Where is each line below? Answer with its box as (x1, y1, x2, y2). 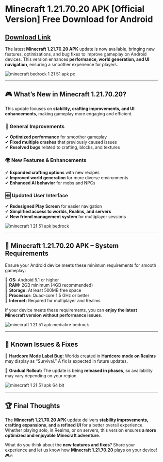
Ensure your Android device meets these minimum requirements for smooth (5, 262, 157, 268)
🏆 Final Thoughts (5, 402, 60, 410)
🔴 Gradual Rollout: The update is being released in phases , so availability (5, 368, 153, 373)
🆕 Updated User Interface (5, 192, 68, 199)
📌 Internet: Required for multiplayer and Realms (5, 297, 101, 303)
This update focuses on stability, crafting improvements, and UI (5, 106, 135, 111)
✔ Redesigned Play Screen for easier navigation (5, 203, 102, 209)
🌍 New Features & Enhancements (5, 157, 87, 164)
